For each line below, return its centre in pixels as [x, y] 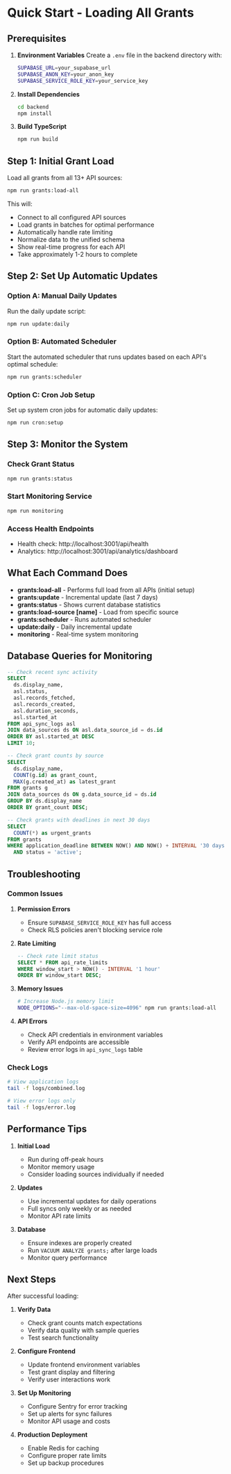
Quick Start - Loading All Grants [101, 13]
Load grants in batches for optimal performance [86, 225]
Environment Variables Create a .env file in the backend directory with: [119, 55]
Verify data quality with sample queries [84, 1331]
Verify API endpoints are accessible [78, 1042]
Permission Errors [44, 908]
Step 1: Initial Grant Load [61, 161]
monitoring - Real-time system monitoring [78, 634]
